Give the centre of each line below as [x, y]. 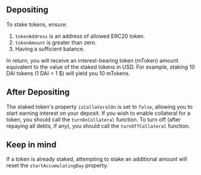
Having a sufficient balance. [50, 49]
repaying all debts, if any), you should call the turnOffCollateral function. [98, 126]
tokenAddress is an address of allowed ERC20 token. [80, 36]
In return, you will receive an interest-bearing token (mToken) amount [92, 60]
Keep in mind [31, 145]
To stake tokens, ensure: [37, 24]
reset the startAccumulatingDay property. [57, 165]
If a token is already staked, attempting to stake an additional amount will [97, 159]
